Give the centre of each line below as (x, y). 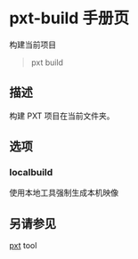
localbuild (31, 173)
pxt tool (23, 246)
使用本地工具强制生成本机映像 (64, 193)
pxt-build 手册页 (69, 18)
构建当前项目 (32, 45)
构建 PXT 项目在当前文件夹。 (62, 116)
